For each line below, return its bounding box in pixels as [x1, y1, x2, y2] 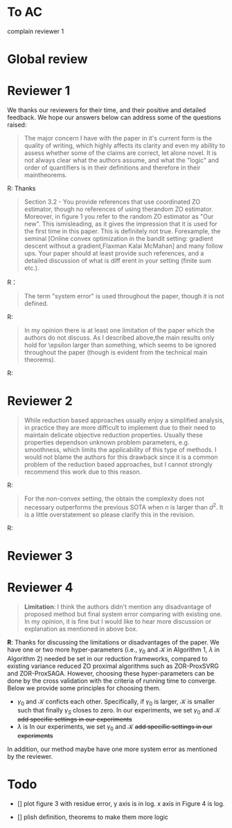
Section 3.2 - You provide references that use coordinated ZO [24, 198, 201, 206]
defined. [24, 299, 48, 308]
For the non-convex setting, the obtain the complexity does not [24, 494, 204, 503]
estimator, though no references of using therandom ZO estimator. [24, 205, 213, 213]
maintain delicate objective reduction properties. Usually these [24, 431, 203, 439]
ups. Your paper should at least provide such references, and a [24, 249, 204, 258]
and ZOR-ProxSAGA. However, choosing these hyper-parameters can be [7, 669, 215, 677]
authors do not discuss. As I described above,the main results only [24, 334, 215, 342]
